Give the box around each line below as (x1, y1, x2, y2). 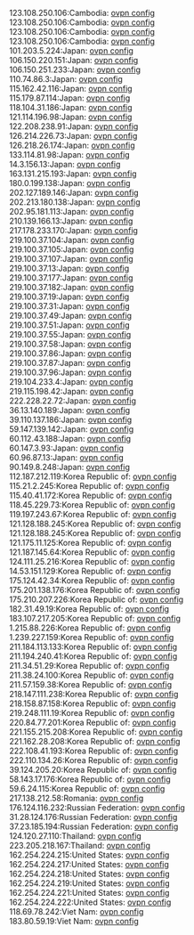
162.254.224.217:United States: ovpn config (9, 859, 169, 869)
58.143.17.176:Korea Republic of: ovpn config (9, 774, 171, 785)
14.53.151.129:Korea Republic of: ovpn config (9, 565, 172, 576)
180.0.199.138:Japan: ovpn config (9, 178, 131, 188)
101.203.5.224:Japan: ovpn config (9, 45, 133, 56)
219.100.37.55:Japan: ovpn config (9, 329, 132, 339)
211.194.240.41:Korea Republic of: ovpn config (9, 651, 178, 662)
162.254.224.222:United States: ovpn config (9, 897, 172, 907)
